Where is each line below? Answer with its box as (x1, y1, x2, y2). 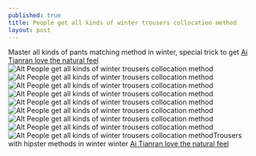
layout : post (8, 26, 51, 34)
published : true (8, 11, 61, 20)
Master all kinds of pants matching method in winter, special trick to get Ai (8, 48, 248, 57)
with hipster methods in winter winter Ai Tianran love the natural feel (8, 139, 229, 149)
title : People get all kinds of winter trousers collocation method (8, 19, 237, 27)
